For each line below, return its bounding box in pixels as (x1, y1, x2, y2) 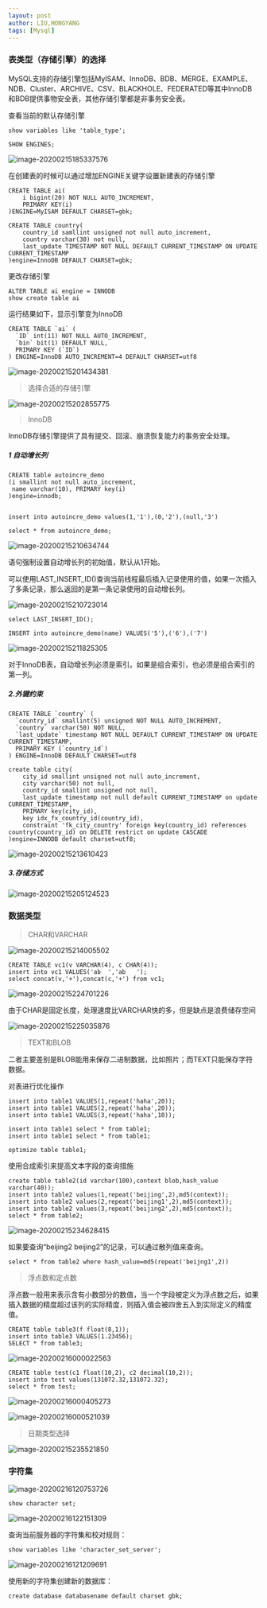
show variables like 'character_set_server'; (8, 1546, 161, 1554)
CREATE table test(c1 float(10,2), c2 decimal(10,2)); (8, 1369, 194, 1376)
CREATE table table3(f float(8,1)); (8, 1326, 130, 1334)
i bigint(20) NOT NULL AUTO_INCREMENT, (22, 193, 155, 201)
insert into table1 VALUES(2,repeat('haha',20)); (8, 1104, 176, 1112)
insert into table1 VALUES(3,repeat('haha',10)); (8, 1111, 176, 1119)
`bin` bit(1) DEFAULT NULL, (15, 339, 109, 347)
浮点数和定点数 (27, 1272, 77, 1282)
